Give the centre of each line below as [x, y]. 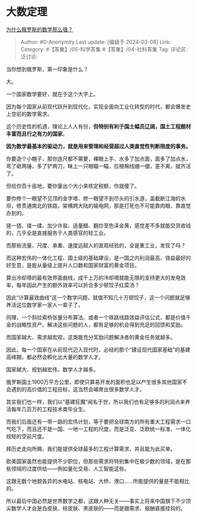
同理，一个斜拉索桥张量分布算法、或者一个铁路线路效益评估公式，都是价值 [96, 317]
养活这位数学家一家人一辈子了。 [45, 305]
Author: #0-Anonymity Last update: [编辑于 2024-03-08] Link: [96, 42]
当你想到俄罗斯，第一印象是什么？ [47, 69]
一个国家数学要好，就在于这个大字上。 [52, 94]
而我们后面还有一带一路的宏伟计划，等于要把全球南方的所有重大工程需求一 [96, 421]
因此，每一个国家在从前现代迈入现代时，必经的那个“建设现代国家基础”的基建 [98, 350]
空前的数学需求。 [32, 114]
